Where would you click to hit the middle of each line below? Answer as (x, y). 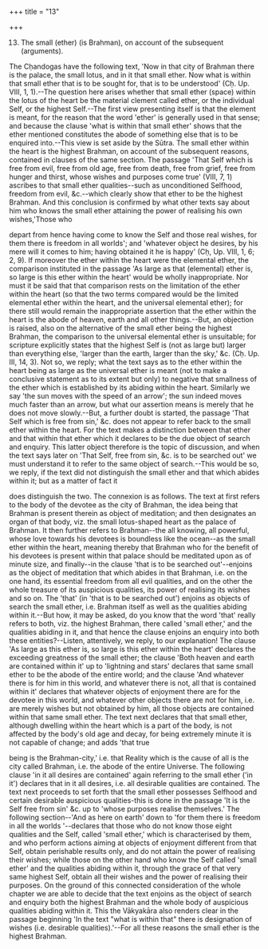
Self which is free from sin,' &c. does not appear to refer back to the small (130, 421)
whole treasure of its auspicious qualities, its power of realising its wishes (130, 590)
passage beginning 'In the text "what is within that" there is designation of (130, 919)
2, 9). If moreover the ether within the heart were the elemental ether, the (129, 260)
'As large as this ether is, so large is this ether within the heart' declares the (132, 649)
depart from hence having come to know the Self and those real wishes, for (133, 234)
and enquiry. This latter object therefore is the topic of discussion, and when (134, 447)
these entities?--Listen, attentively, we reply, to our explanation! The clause (132, 641)
